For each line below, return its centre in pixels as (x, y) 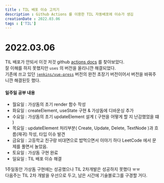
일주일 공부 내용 (20, 92)
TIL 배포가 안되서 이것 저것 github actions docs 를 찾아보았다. (65, 62)
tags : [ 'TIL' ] (21, 23)
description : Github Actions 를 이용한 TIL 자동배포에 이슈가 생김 (69, 14)
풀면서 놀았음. (35, 147)
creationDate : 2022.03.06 (33, 19)
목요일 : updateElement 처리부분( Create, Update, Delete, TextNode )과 (83, 128)
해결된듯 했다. (27, 80)
